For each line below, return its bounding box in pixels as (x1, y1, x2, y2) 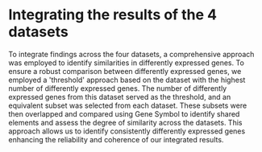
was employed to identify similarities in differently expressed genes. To (8, 58, 244, 68)
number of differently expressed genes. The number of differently (8, 83, 227, 93)
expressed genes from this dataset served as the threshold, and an (8, 92, 231, 101)
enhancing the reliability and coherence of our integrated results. (8, 134, 224, 144)
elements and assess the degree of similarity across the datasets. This (8, 117, 243, 127)
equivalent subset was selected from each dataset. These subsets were (8, 101, 247, 110)
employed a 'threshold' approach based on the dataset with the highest (8, 75, 246, 84)
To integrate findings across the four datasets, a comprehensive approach (8, 49, 255, 59)
